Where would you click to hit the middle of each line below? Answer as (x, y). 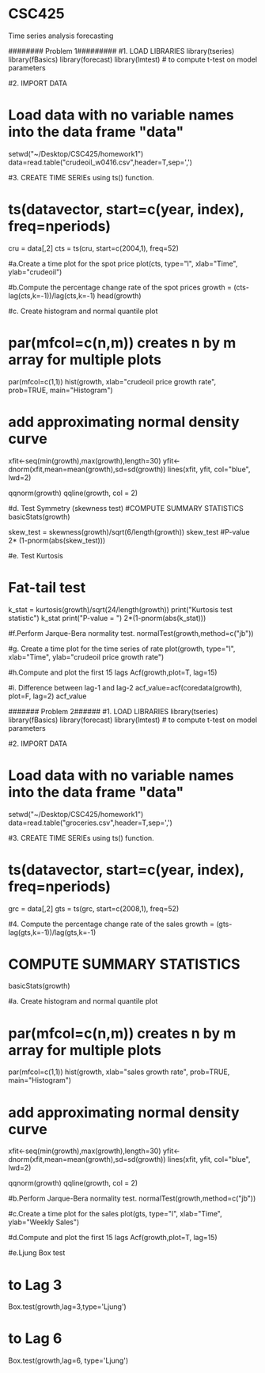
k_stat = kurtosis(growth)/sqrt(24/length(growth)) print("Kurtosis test (121, 609)
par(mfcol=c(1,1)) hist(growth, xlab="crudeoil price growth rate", (112, 381)
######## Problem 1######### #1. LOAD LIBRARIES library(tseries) (121, 51)
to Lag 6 (35, 1339)
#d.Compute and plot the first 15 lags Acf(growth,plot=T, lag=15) (113, 1238)
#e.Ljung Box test (37, 1253)
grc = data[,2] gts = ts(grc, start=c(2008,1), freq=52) (94, 908)
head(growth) (119, 295)
